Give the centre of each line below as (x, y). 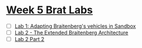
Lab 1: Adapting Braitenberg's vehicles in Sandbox (75, 26)
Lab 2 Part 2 (29, 39)
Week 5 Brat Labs (50, 10)
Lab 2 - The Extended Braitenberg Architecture (71, 33)
